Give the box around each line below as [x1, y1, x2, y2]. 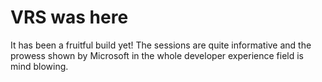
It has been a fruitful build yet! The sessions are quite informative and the [10, 39, 312, 51]
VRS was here [10, 6, 129, 29]
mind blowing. [10, 60, 69, 72]
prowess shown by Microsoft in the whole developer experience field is [10, 49, 304, 61]
